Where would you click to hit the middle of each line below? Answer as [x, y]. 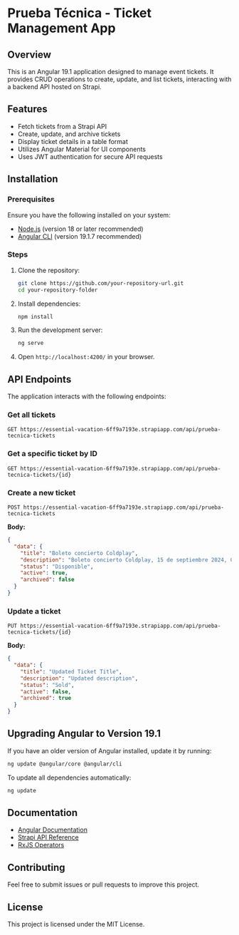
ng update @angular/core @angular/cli [65, 764]
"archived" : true [46, 698]
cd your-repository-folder [58, 290]
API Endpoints [39, 379]
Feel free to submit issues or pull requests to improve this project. [103, 884]
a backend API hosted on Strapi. [54, 87]
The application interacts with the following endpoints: [87, 396]
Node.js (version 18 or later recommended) [80, 229]
